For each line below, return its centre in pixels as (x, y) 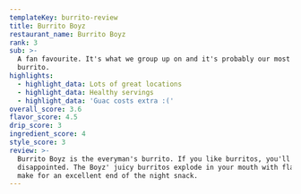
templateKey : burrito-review (64, 17)
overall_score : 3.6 (46, 109)
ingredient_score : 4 (48, 134)
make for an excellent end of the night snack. (108, 175)
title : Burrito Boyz (48, 26)
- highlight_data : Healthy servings (86, 92)
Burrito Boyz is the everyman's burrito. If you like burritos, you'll (154, 159)
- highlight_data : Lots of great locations (99, 84)
